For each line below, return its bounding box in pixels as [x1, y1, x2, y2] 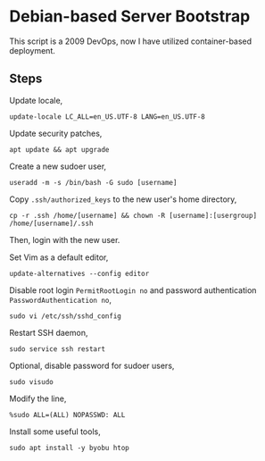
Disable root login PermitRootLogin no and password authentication [9, 284, 257, 296]
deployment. [9, 45, 55, 55]
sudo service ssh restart [9, 344, 105, 354]
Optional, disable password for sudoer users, [9, 360, 175, 371]
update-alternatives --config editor [9, 269, 150, 278]
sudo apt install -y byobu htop [9, 443, 129, 452]
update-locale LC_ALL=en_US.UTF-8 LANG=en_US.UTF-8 [9, 112, 205, 122]
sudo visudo [9, 377, 54, 386]
